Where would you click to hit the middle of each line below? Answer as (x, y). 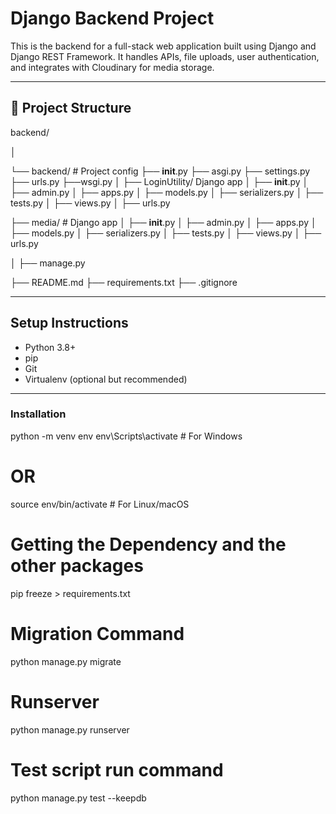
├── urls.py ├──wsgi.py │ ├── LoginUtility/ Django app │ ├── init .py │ (159, 181)
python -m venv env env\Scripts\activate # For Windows (126, 436)
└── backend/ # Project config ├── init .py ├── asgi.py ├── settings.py (160, 171)
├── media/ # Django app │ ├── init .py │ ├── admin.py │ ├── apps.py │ (163, 222)
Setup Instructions (69, 323)
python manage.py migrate (66, 661)
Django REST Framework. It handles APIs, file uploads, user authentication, (165, 56)
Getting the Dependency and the (148, 544)
